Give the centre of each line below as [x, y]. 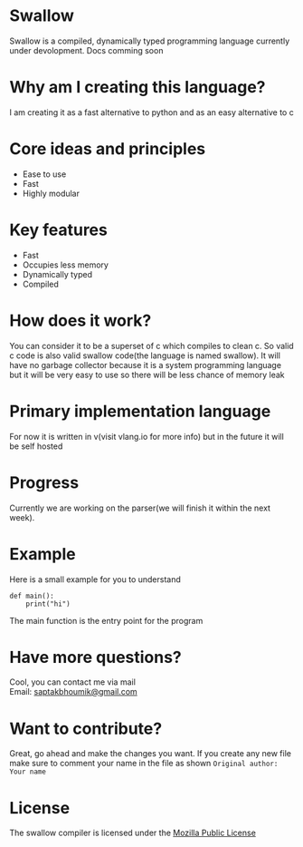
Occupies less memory [65, 265]
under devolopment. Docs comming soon [86, 50]
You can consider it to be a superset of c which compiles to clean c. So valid [151, 346]
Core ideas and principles [108, 149]
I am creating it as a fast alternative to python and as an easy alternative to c [151, 112]
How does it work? [80, 321]
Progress [44, 482]
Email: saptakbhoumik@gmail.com [73, 692]
